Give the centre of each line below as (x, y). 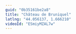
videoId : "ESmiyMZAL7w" (30, 24)
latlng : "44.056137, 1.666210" (38, 19)
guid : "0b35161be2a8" (28, 10)
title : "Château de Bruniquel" (38, 14)
